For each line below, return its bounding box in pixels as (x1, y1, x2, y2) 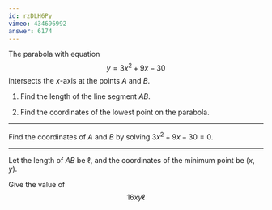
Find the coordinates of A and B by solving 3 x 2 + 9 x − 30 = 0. (8, 131, 214, 142)
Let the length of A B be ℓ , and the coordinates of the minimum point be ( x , (8, 155, 255, 165)
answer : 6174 (8, 27, 53, 35)
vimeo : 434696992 (8, 19, 67, 28)
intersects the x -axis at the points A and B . (8, 76, 151, 86)
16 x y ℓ (126, 192, 146, 202)
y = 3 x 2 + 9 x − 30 (106, 62, 166, 73)
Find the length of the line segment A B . (19, 92, 151, 101)
